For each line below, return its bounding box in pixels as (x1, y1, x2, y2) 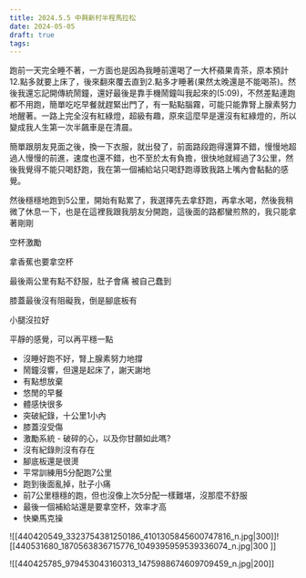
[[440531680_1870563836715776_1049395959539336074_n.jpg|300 (9, 541, 269, 552)
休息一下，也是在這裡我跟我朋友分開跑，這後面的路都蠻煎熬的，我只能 (25, 206, 289, 217)
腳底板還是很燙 (22, 456, 79, 467)
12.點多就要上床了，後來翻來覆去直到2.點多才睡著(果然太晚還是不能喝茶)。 (9, 77, 289, 88)
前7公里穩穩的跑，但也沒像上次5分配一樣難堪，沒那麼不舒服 (22, 490, 249, 501)
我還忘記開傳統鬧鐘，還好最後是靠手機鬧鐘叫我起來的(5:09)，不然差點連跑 (16, 88, 296, 98)
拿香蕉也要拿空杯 (9, 256, 74, 267)
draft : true (9, 30, 55, 39)
